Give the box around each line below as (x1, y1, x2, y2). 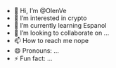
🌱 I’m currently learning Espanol (13, 22, 107, 29)
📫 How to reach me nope (13, 37, 89, 44)
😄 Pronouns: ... (13, 46, 60, 55)
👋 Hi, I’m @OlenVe (13, 7, 67, 15)
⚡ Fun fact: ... (13, 54, 53, 62)
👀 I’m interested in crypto (13, 14, 87, 22)
